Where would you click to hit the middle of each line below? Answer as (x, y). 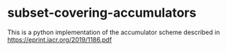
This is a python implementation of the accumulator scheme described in (114, 32)
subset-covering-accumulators (102, 13)
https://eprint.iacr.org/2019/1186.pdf (60, 39)
